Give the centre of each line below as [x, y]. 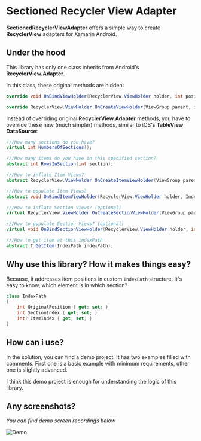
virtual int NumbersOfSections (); [49, 148]
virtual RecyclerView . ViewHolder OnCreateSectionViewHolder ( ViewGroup [96, 213]
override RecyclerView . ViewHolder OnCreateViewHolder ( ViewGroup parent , [99, 107]
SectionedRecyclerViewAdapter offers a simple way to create [83, 28]
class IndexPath [26, 296]
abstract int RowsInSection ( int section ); [60, 164]
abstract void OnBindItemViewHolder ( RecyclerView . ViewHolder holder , [95, 197]
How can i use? [35, 343]
